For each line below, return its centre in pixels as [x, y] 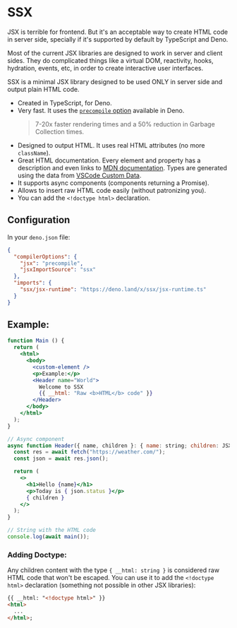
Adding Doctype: [37, 555]
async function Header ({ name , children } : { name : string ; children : [113, 446]
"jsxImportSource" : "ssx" [58, 270]
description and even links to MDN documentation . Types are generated [122, 167]
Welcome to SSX [61, 387]
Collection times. [60, 131]
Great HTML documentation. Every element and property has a [109, 160]
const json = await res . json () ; [61, 459]
